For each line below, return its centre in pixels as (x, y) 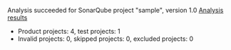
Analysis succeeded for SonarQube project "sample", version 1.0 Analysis (115, 10)
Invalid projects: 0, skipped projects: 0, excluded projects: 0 (106, 39)
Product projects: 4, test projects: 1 (69, 31)
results (17, 18)
